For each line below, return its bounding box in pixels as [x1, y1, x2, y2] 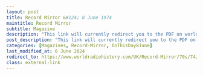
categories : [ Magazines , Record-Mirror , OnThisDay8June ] [6, 43, 153, 49]
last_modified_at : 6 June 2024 [6, 48, 85, 54]
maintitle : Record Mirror [6, 20, 71, 26]
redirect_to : [6, 54, 39, 60]
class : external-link [6, 59, 61, 65]
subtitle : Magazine [6, 25, 56, 32]
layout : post [6, 8, 39, 15]
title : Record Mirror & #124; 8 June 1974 [6, 15, 112, 21]
